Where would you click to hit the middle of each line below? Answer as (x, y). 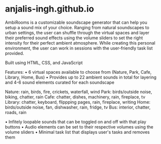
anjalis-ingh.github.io (50, 9)
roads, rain (16, 112)
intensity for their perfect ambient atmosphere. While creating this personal (80, 43)
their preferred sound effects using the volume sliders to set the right (74, 38)
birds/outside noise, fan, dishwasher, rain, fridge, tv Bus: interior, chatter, (78, 107)
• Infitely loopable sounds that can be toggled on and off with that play (76, 122)
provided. (15, 53)
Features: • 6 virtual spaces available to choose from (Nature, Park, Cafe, (78, 72)
